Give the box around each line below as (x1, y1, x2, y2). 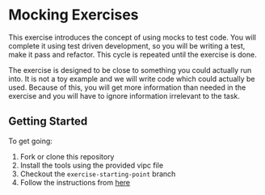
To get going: (8, 136, 53, 146)
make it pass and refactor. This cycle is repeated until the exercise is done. (8, 49, 257, 59)
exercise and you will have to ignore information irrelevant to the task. (8, 91, 241, 100)
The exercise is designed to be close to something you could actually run (8, 65, 252, 74)
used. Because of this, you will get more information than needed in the (8, 83, 246, 92)
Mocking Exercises (8, 6, 139, 24)
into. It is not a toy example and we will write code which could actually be (8, 74, 255, 83)
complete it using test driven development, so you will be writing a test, (8, 40, 246, 50)
